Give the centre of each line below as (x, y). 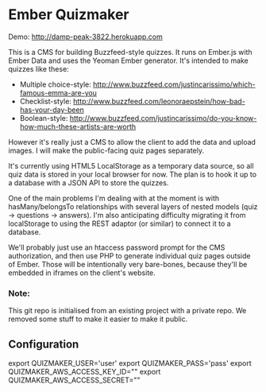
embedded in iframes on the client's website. (82, 273)
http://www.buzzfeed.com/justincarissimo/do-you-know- (163, 118)
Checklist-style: (45, 101)
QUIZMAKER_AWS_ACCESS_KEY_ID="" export (85, 372)
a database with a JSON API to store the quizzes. (89, 182)
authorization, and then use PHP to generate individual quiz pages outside (129, 255)
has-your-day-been (52, 110)
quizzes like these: (39, 68)
